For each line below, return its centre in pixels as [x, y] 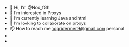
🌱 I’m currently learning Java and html [48, 18]
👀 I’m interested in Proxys [35, 13]
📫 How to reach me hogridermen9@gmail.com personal [67, 29]
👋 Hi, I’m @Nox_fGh [30, 8]
